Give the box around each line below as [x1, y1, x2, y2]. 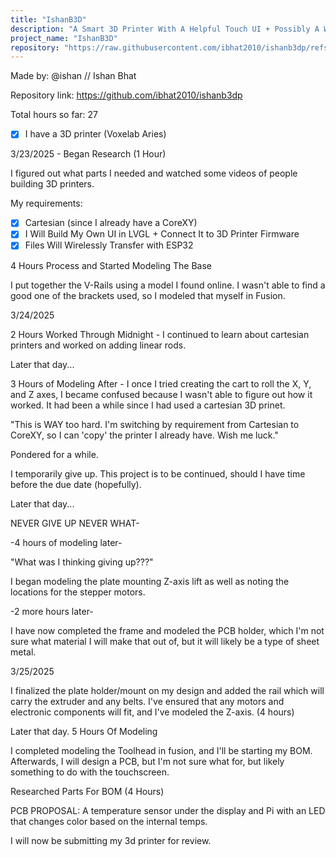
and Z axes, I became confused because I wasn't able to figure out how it [10, 388, 313, 400]
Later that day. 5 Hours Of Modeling [10, 725, 158, 737]
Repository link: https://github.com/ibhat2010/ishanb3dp [10, 89, 243, 101]
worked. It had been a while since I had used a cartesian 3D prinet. [10, 399, 286, 411]
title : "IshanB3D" [10, 14, 87, 25]
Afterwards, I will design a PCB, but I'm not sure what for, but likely [10, 755, 285, 767]
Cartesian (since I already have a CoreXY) [24, 217, 198, 229]
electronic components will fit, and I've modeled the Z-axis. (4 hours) [10, 706, 295, 718]
